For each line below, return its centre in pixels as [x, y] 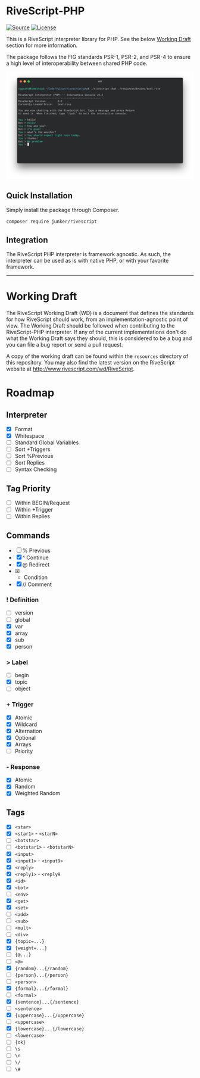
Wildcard [26, 724]
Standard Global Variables [47, 443]
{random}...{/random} [41, 968]
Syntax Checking [36, 469]
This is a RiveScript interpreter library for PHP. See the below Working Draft [99, 39]
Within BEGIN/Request [42, 503]
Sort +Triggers [32, 449]
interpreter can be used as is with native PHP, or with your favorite [87, 260]
